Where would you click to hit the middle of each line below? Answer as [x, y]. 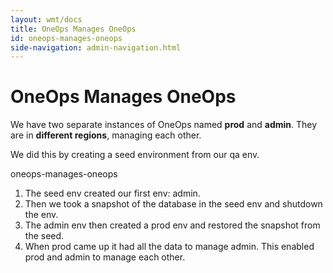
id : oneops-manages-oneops [66, 38]
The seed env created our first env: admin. [112, 193]
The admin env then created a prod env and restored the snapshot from [172, 225]
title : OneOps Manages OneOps [73, 29]
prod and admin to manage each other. [105, 257]
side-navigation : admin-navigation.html [96, 47]
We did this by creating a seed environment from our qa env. [135, 155]
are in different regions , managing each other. [106, 135]
